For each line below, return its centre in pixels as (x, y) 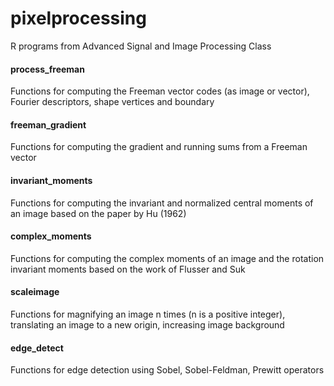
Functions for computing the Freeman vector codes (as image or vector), (160, 91)
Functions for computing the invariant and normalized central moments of (162, 203)
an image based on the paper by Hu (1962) (98, 213)
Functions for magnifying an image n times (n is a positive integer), (148, 314)
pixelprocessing (78, 18)
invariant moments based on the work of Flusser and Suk (128, 269)
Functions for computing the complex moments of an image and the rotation (167, 258)
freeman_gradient (48, 124)
